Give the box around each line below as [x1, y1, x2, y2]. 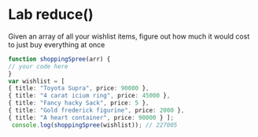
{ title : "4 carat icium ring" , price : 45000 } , [8, 92, 171, 100]
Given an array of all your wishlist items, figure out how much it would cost [8, 31, 250, 41]
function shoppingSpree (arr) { [8, 55, 111, 63]
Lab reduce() [8, 6, 94, 24]
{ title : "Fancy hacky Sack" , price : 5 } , [8, 99, 149, 107]
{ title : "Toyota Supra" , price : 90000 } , [8, 84, 149, 92]
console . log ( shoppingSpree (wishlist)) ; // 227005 [11, 120, 178, 129]
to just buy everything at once [8, 39, 105, 49]
